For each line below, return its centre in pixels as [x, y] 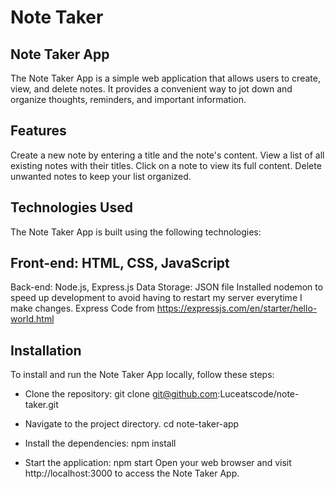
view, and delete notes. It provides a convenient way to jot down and [151, 89]
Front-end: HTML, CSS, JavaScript [120, 263]
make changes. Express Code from [82, 308]
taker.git [41, 405]
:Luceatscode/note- [258, 394]
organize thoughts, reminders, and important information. [128, 99]
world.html [32, 319]
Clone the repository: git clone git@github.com [121, 394]
